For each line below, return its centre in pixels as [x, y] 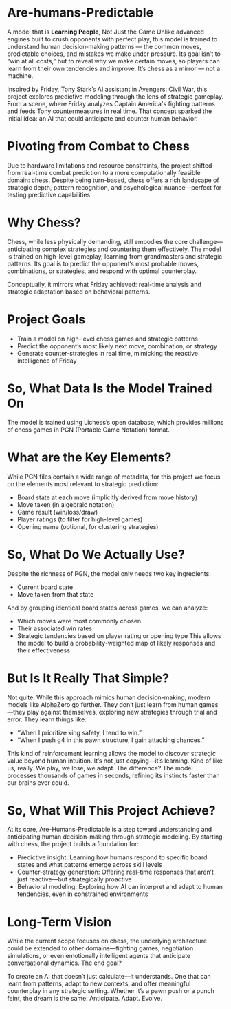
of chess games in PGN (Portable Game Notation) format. [88, 430]
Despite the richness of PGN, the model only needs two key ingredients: [109, 573]
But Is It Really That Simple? [88, 678]
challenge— [206, 241]
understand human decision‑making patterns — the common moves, [104, 46]
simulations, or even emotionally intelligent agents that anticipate [99, 956]
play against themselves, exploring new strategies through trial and [122, 712]
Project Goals [46, 319]
